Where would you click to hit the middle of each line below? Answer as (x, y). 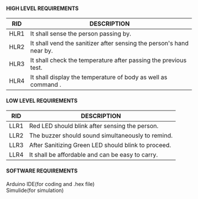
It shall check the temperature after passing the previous (108, 60)
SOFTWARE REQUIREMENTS (42, 171)
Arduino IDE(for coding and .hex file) (50, 184)
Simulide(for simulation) (35, 190)
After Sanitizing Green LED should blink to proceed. (100, 145)
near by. (42, 51)
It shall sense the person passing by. (81, 34)
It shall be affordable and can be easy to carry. (93, 155)
